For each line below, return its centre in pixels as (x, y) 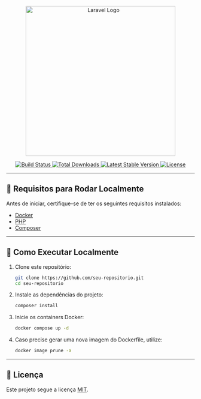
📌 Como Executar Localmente (63, 252)
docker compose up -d (42, 328)
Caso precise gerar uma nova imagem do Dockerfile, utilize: (89, 340)
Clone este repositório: (43, 266)
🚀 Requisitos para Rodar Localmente (75, 189)
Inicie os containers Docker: (49, 317)
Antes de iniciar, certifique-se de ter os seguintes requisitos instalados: (94, 203)
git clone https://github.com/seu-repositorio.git (79, 278)
